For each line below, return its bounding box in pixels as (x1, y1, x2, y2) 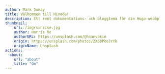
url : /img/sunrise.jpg (14, 25, 60, 30)
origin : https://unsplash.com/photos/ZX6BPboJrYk (14, 39, 118, 44)
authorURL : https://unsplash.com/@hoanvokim (14, 35, 107, 39)
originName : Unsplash (14, 43, 58, 48)
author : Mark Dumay (5, 7, 45, 12)
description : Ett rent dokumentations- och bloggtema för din (5, 16, 135, 21)
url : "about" (14, 57, 41, 62)
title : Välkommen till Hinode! (5, 12, 69, 17)
